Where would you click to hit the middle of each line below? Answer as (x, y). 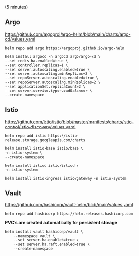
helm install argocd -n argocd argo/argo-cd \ (53, 56)
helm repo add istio (26, 136)
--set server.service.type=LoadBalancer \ (48, 91)
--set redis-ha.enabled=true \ (37, 61)
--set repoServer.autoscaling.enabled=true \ (52, 78)
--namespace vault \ (34, 236)
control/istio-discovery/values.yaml (40, 127)
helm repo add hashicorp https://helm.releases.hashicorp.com (69, 214)
